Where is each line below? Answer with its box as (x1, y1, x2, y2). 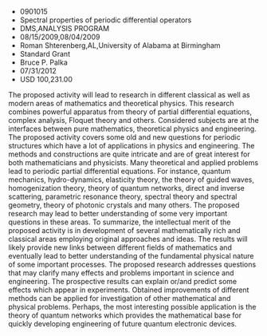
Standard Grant (19, 49, 70, 58)
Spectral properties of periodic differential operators (19, 15, 192, 25)
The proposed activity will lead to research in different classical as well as (8, 90, 250, 99)
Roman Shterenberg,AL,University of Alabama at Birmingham (19, 41, 221, 50)
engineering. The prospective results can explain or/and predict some (8, 277, 238, 286)
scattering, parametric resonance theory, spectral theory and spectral (8, 192, 238, 201)
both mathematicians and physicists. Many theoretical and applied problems (8, 158, 259, 167)
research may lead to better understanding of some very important (8, 209, 228, 218)
